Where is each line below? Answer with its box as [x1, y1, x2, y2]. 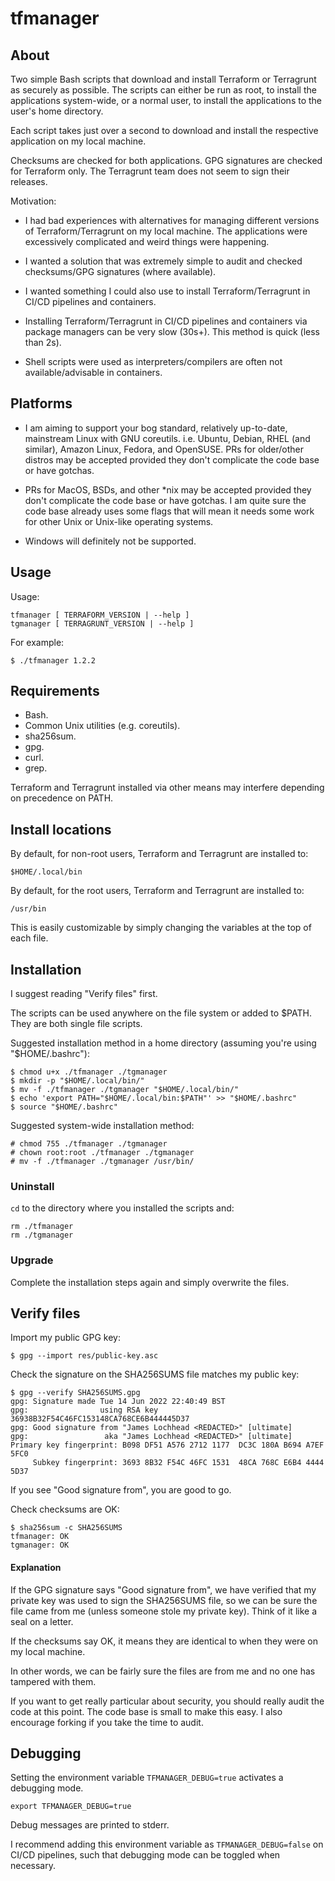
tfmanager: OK [10, 1532, 70, 1542]
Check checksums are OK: [10, 1503, 120, 1516]
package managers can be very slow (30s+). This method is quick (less [24, 326, 320, 337]
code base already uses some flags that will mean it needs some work [24, 505, 315, 517]
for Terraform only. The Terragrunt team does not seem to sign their [10, 165, 290, 177]
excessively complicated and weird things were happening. [24, 236, 270, 247]
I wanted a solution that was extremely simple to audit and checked [24, 255, 303, 267]
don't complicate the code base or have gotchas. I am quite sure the [24, 494, 307, 506]
